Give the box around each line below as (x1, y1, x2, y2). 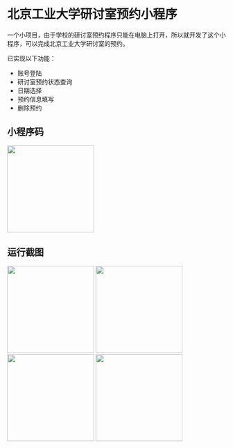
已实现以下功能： (7, 54, 56, 63)
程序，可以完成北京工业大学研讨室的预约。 (7, 39, 129, 47)
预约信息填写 (17, 95, 54, 103)
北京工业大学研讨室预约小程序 (7, 6, 178, 22)
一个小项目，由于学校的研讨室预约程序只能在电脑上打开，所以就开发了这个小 (7, 31, 226, 39)
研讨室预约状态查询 (17, 77, 73, 86)
